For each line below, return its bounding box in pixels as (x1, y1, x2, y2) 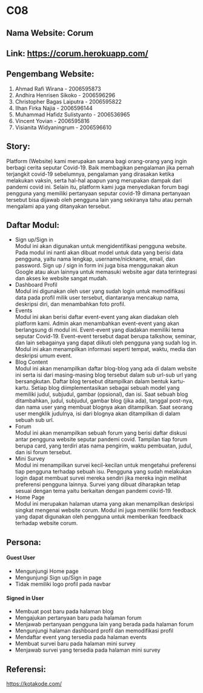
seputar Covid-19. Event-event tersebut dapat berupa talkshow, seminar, (15, 333, 196, 340)
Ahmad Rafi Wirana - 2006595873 (15, 85, 101, 92)
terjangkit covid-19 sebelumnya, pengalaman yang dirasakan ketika (6, 170, 175, 178)
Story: (6, 141, 30, 152)
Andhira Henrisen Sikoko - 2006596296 (15, 92, 116, 99)
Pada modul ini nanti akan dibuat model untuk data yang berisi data (15, 249, 184, 256)
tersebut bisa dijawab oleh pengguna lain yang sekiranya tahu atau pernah (6, 196, 193, 203)
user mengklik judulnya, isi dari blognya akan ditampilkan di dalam (15, 410, 181, 417)
